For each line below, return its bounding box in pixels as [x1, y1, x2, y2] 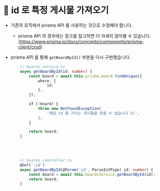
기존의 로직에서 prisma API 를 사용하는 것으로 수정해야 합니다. [10, 22, 133, 28]
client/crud [18, 44, 41, 50]
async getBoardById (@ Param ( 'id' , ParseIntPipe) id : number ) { [20, 167, 153, 172]
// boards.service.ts [20, 64, 65, 69]
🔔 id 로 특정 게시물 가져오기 [3, 5, 109, 16]
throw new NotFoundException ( [37, 106, 101, 111]
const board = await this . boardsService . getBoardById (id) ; [29, 172, 156, 177]
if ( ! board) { [29, 102, 59, 107]
